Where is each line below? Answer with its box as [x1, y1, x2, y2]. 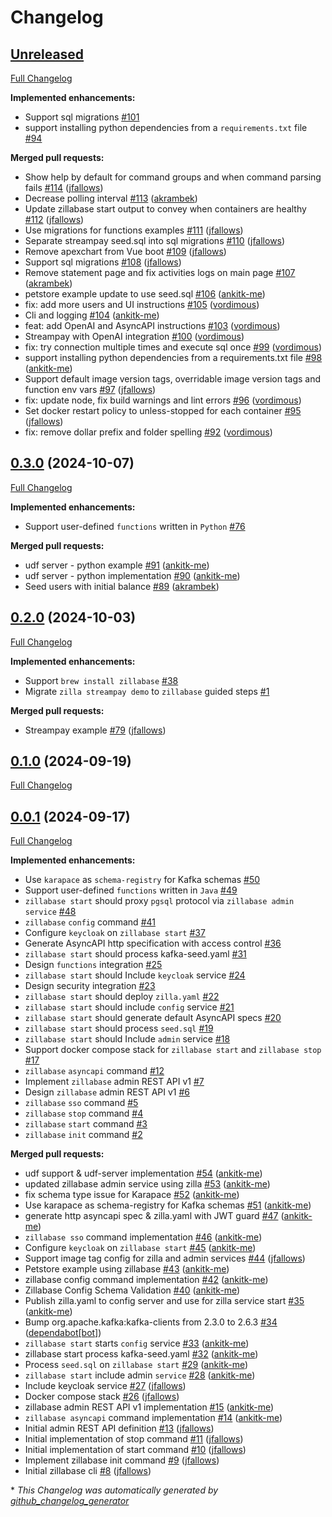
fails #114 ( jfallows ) [24, 182, 104, 193]
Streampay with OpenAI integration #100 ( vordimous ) [24, 331, 245, 342]
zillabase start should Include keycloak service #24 [24, 969, 246, 981]
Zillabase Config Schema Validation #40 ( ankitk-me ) [24, 1284, 241, 1296]
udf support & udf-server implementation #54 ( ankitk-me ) [24, 1167, 263, 1180]
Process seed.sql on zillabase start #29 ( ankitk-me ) [24, 1359, 249, 1371]
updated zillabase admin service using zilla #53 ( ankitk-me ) [24, 1178, 271, 1190]
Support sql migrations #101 [24, 111, 140, 123]
